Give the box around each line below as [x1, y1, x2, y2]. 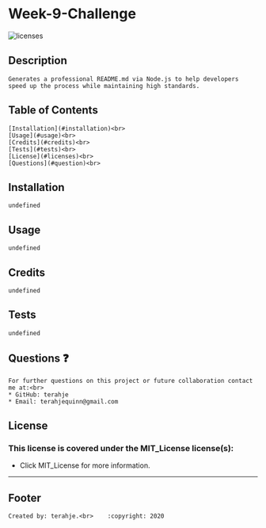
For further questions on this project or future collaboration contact [8, 377, 253, 385]
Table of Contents [8, 104, 99, 117]
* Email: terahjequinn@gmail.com [8, 397, 119, 405]
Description [8, 54, 67, 67]
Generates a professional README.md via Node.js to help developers [8, 75, 239, 83]
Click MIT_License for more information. [19, 461, 150, 470]
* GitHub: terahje [8, 390, 69, 399]
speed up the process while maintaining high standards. [8, 82, 200, 90]
